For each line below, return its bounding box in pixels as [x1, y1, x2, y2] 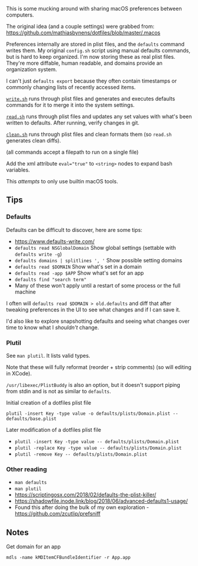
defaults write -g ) [14, 250, 62, 257]
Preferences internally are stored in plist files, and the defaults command [6, 41, 185, 47]
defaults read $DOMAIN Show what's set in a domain [14, 263, 142, 270]
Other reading [6, 465, 47, 473]
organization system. [6, 66, 57, 73]
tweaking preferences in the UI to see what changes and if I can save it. [6, 306, 181, 313]
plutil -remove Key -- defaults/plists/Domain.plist [14, 451, 148, 457]
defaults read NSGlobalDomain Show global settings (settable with [14, 244, 176, 251]
